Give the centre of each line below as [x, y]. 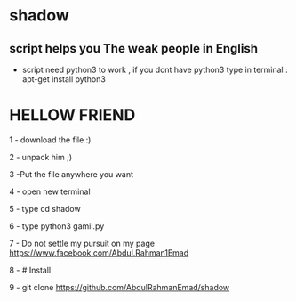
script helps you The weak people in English [134, 49]
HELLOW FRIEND [72, 115]
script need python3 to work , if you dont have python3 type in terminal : [155, 69]
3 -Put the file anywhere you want [71, 174]
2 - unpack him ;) [41, 157]
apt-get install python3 [64, 79]
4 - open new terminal [50, 191]
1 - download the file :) [50, 140]
